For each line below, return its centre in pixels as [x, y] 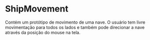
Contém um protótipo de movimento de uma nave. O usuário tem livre [75, 22]
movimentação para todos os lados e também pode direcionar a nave [75, 27]
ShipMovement [37, 9]
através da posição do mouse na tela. [43, 32]
